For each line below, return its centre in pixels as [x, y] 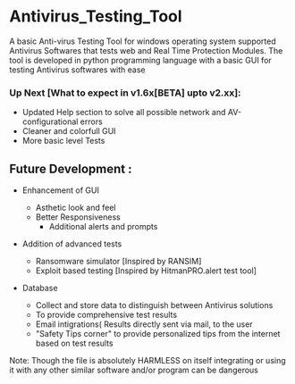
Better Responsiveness [78, 217]
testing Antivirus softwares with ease [77, 70]
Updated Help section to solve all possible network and [124, 113]
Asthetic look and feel [76, 208]
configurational [50, 121]
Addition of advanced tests [72, 244]
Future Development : [71, 168]
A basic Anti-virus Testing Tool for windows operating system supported [143, 41]
